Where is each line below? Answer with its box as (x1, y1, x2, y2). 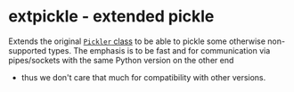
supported (8, 45, 46, 55)
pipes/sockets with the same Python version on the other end (8, 54, 234, 65)
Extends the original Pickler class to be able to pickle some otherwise (8, 36, 266, 46)
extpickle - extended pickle (8, 6, 215, 27)
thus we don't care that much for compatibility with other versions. (20, 71, 266, 82)
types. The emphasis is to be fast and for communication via (47, 45, 271, 55)
